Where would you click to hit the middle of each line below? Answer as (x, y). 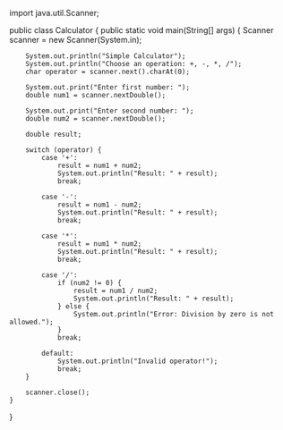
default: (58, 353)
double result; (54, 134)
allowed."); (31, 322)
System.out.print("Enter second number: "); (110, 111)
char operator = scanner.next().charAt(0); (108, 72)
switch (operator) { (64, 150)
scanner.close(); (58, 392)
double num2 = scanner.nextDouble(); (96, 119)
